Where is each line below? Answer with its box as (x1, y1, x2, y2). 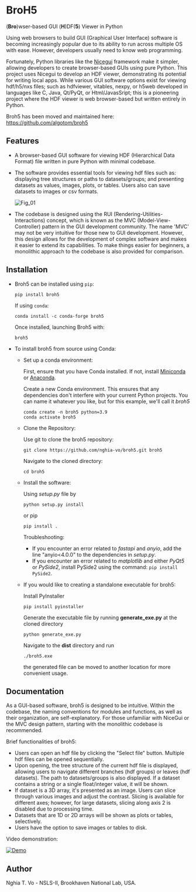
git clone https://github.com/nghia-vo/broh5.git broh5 (23, 447, 163, 453)
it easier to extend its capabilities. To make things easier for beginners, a (14, 241, 190, 249)
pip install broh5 (14, 291, 60, 297)
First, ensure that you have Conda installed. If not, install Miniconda (23, 368, 186, 375)
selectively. (14, 818, 42, 825)
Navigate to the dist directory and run (23, 641, 115, 649)
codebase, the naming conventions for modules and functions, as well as (6, 708, 183, 715)
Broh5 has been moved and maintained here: (6, 112, 115, 120)
